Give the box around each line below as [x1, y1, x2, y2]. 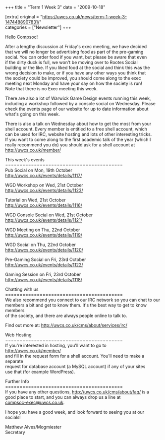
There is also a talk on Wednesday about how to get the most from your [5, 121, 152, 126]
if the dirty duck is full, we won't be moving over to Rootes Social [5, 60, 138, 65]
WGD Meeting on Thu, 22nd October [5, 227, 80, 233]
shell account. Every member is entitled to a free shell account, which [5, 126, 148, 132]
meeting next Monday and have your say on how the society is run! [5, 80, 142, 86]
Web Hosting [5, 332, 32, 338]
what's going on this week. [5, 111, 60, 117]
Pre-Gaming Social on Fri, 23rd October [5, 256, 86, 262]
